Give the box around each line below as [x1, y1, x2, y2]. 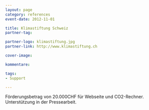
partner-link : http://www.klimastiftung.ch [5, 44, 98, 49]
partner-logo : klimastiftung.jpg [5, 39, 75, 44]
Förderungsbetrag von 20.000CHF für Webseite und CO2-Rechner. [5, 93, 144, 100]
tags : [5, 71, 17, 76]
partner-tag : [5, 30, 33, 35]
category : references [5, 12, 51, 17]
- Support [5, 75, 26, 80]
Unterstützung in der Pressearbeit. [5, 99, 77, 105]
